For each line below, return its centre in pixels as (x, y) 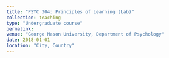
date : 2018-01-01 (28, 40)
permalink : (20, 29)
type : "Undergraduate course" (45, 23)
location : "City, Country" (40, 46)
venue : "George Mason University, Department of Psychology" (85, 34)
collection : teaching (34, 18)
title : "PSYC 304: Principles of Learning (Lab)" (71, 12)
